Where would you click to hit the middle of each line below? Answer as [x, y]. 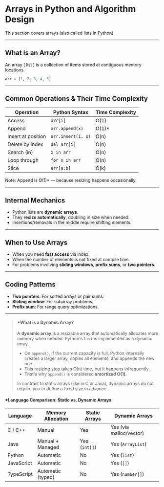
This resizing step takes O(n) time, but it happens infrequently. [87, 369]
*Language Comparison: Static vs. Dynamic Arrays [58, 400]
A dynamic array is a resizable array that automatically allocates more [88, 333]
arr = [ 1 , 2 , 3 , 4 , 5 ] [28, 79]
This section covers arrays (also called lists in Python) [59, 33]
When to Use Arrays [36, 242]
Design [20, 19]
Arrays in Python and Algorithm [71, 9]
